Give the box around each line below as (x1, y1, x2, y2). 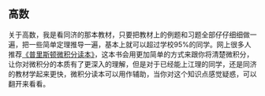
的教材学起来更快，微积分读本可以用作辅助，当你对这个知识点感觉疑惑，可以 (8, 69, 257, 79)
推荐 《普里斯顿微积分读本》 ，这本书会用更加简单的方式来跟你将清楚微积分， (8, 50, 254, 59)
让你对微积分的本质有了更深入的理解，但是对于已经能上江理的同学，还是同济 (8, 59, 257, 68)
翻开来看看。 (8, 79, 50, 88)
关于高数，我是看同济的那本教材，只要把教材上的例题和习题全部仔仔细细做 (8, 30, 250, 39)
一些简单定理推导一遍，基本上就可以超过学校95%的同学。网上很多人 (28, 39, 252, 49)
